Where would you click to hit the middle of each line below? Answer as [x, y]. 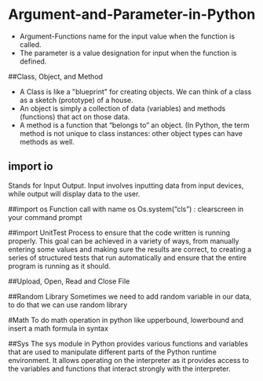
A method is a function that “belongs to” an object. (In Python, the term [134, 125]
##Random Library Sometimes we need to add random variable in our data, [130, 296]
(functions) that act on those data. [75, 116]
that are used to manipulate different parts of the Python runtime [113, 352]
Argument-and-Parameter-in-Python [132, 15]
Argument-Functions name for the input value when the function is [127, 36]
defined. [33, 61]
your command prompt [45, 217]
